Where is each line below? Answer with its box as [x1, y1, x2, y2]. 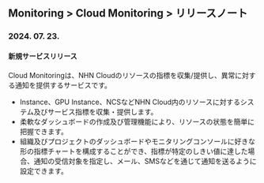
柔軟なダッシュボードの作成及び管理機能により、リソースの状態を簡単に [19, 117, 255, 126]
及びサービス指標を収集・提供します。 [33, 106, 158, 116]
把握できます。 [19, 126, 69, 136]
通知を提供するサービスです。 [14, 80, 112, 90]
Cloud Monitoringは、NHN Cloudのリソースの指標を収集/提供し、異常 [8, 70, 236, 80]
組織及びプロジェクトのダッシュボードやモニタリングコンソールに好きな [19, 136, 255, 146]
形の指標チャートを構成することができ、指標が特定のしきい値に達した [19, 146, 248, 155]
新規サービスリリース [8, 51, 77, 61]
